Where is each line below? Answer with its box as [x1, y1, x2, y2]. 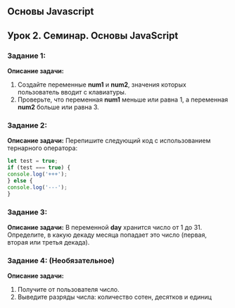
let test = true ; [7, 158, 58, 165]
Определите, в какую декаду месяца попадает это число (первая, [7, 230, 208, 239]
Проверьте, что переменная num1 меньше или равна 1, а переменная [17, 95, 229, 104]
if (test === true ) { [7, 164, 71, 171]
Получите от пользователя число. [17, 285, 120, 294]
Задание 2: [7, 121, 48, 130]
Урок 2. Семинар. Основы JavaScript [7, 30, 179, 42]
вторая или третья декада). [7, 238, 90, 246]
